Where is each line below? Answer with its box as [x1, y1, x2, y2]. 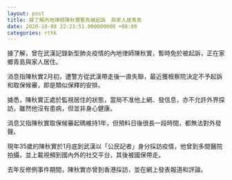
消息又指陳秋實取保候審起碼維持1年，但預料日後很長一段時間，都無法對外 [7, 119, 215, 128]
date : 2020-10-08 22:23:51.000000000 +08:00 [7, 23, 137, 30]
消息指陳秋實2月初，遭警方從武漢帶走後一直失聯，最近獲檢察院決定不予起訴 [7, 72, 223, 81]
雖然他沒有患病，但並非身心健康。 [19, 104, 116, 112]
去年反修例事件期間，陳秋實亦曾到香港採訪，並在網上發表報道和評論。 [7, 166, 207, 174]
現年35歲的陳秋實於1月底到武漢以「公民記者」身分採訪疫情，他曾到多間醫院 [7, 142, 223, 150]
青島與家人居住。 [12, 58, 62, 66]
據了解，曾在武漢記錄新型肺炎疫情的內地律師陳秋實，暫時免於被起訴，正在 [7, 49, 219, 57]
